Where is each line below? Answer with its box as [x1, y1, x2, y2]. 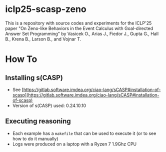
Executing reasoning [5, 117, 71, 125]
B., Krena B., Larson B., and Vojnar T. [5, 36, 81, 42]
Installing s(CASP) [5, 73, 63, 82]
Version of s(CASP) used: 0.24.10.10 [12, 102, 86, 108]
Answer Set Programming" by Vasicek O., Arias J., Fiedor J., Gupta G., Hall [5, 30, 159, 36]
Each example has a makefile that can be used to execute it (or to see [12, 130, 156, 136]
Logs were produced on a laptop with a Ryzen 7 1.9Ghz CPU [12, 141, 136, 147]
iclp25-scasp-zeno [5, 3, 86, 15]
